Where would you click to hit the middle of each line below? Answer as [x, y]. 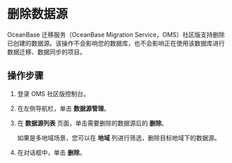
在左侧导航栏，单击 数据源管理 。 [64, 108]
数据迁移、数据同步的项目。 [47, 52]
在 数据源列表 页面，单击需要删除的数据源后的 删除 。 [92, 123]
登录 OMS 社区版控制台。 [53, 93]
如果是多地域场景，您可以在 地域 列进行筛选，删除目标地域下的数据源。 [119, 137]
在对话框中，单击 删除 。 [51, 152]
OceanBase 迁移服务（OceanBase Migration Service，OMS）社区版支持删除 [116, 35]
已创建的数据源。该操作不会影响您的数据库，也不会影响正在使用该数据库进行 [116, 43]
